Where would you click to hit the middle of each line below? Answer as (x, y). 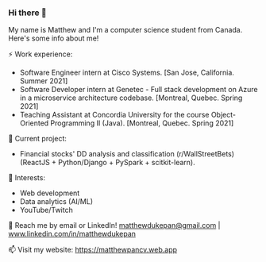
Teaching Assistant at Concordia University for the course (114, 115)
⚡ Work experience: (40, 54)
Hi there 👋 (28, 13)
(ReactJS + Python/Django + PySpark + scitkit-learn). (108, 163)
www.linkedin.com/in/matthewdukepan (72, 234)
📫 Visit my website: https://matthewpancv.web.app (93, 250)
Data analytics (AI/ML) (56, 202)
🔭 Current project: (38, 139)
